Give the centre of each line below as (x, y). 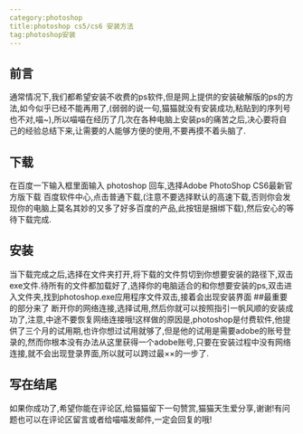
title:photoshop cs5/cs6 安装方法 (71, 26)
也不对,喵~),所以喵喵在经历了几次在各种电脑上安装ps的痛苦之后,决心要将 (144, 119)
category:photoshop (46, 18)
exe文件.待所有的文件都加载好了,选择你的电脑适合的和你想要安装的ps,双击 (147, 285)
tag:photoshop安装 (43, 34)
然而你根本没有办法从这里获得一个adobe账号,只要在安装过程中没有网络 (159, 342)
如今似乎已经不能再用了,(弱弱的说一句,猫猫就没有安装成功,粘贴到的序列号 (155, 108)
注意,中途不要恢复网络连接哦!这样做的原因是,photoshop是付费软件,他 (155, 319)
